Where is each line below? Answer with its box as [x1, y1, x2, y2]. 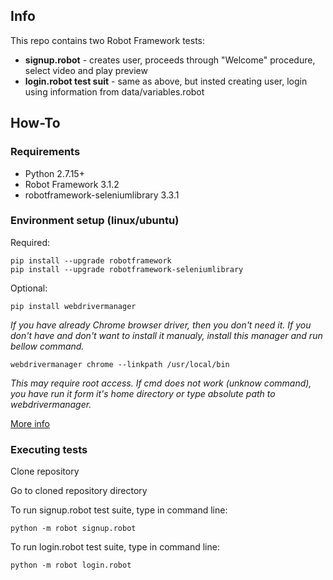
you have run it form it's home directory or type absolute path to [10, 387, 276, 399]
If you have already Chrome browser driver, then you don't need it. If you [10, 319, 312, 331]
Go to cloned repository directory [10, 485, 148, 497]
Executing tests [10, 442, 88, 456]
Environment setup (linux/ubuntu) [10, 214, 180, 228]
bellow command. [10, 340, 85, 352]
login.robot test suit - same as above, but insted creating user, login [24, 75, 308, 87]
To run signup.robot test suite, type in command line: [10, 504, 228, 516]
